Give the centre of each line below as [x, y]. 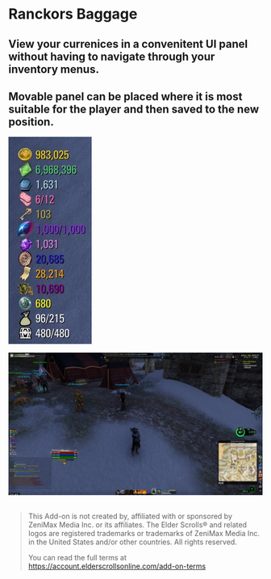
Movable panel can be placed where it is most [125, 97]
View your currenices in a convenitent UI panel [128, 44]
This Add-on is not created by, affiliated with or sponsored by [130, 516]
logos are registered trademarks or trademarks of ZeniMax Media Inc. [144, 533]
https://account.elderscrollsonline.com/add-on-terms [117, 566]
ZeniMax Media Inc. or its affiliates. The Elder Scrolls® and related [138, 524]
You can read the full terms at [77, 557]
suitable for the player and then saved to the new [134, 109]
